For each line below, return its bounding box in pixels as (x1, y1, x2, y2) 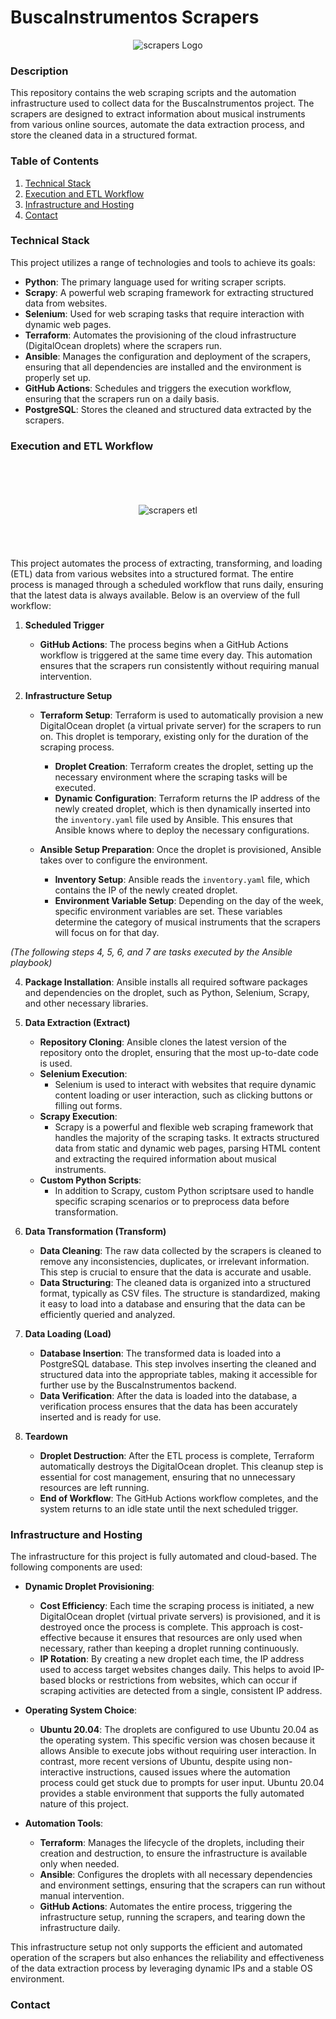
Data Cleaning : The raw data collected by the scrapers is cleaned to (39, 1245, 322, 1257)
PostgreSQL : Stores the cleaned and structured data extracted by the (24, 403, 312, 415)
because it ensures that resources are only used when (78, 1632, 303, 1644)
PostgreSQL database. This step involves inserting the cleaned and (39, 1358, 317, 1370)
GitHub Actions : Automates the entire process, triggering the (39, 1901, 293, 1913)
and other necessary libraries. (24, 997, 149, 1010)
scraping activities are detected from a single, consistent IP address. (39, 1685, 323, 1697)
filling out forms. (54, 1100, 123, 1112)
